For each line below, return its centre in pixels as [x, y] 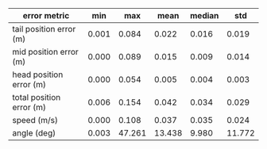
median [205, 15]
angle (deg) [34, 133]
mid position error [46, 52]
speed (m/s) [35, 120]
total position [37, 97]
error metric [46, 15]
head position [38, 74]
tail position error [44, 29]
